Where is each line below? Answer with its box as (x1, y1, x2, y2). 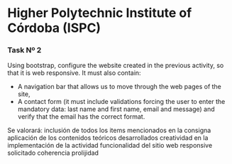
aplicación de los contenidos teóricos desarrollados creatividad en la (7, 134, 209, 142)
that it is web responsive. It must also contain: (7, 69, 141, 77)
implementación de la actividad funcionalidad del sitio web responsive (7, 141, 213, 150)
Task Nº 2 (7, 45, 42, 55)
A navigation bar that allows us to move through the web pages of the (17, 83, 222, 91)
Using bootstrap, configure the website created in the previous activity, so (7, 61, 224, 70)
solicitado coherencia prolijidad (7, 148, 99, 157)
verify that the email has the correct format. (17, 112, 145, 121)
